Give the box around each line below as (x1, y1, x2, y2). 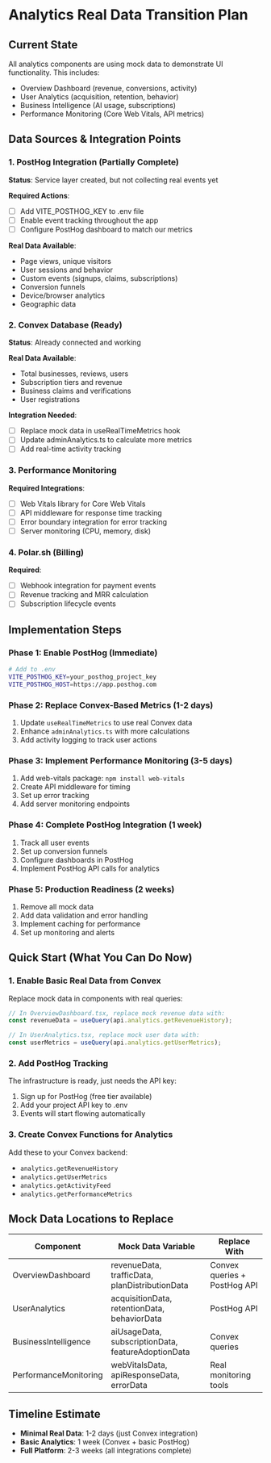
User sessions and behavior (19, 265, 113, 274)
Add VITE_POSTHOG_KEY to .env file (19, 206, 144, 215)
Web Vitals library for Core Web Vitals (19, 499, 146, 508)
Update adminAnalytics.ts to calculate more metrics (19, 435, 192, 445)
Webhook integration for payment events (19, 581, 156, 591)
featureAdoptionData (110, 1346, 190, 1357)
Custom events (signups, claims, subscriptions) (19, 273, 178, 283)
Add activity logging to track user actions (19, 735, 157, 744)
